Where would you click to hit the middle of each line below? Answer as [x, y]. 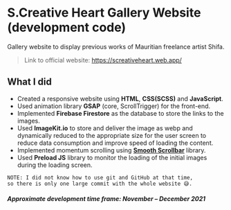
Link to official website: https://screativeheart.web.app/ [103, 60]
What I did [29, 82]
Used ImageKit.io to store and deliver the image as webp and [105, 128]
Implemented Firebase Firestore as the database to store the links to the [120, 113]
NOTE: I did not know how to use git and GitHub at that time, [100, 177]
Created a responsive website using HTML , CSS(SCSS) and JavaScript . [120, 98]
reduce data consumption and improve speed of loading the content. [115, 143]
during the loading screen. [55, 165]
